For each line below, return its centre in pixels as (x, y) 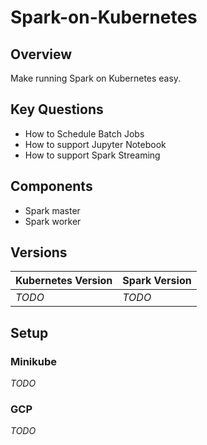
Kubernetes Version (64, 281)
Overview (41, 54)
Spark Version (157, 281)
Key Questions (57, 109)
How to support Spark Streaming (92, 155)
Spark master (52, 210)
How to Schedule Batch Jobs (84, 133)
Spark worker (53, 221)
